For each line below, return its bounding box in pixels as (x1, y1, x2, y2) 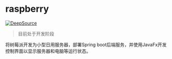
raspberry (5, 3, 49, 15)
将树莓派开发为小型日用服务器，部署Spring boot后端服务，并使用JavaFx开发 (5, 42, 167, 48)
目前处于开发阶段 (17, 30, 54, 36)
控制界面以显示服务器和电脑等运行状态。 (5, 48, 91, 54)
